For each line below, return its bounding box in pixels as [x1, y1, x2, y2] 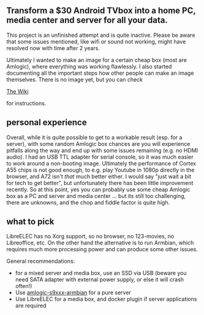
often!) [15, 283, 32, 290]
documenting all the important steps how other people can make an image [6, 69, 194, 77]
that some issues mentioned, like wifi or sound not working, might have [6, 37, 186, 45]
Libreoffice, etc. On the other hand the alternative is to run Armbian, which [6, 239, 194, 246]
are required [15, 302, 47, 309]
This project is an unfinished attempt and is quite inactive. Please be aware [6, 31, 195, 39]
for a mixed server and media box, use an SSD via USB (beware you [15, 270, 187, 277]
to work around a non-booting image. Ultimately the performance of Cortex [6, 159, 197, 167]
